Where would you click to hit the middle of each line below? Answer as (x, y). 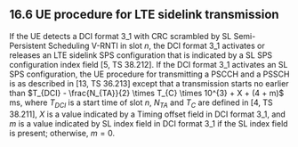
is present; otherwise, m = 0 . (62, 133)
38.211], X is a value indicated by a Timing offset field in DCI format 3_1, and (148, 114)
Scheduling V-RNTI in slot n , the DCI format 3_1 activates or (156, 45)
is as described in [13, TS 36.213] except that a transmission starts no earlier (149, 83)
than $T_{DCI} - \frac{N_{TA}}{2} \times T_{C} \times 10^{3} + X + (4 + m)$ (147, 93)
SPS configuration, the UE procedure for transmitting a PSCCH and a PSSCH (149, 74)
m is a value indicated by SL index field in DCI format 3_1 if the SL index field (149, 123)
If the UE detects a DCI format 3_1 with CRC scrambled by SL (121, 36)
